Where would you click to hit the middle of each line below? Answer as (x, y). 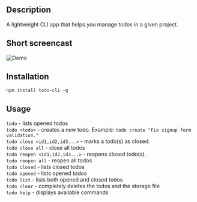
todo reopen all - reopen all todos (49, 161)
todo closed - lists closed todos (46, 167)
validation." (23, 136)
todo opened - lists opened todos (47, 173)
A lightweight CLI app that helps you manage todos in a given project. (92, 24)
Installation (28, 77)
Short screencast (39, 44)
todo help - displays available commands (57, 192)
